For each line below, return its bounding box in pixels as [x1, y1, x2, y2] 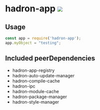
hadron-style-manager [12, 99, 60, 105]
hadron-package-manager [12, 94, 67, 100]
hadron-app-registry [12, 67, 55, 73]
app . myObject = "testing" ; [5, 40, 61, 45]
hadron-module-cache [12, 88, 59, 94]
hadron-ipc [12, 83, 36, 89]
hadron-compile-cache [12, 78, 60, 84]
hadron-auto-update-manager [12, 72, 75, 78]
